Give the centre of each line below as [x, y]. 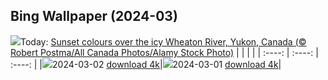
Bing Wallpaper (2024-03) [94, 16]
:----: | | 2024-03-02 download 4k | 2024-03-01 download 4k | [146, 64]
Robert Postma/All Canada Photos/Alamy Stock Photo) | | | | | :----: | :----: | [164, 52]
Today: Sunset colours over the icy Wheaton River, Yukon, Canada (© [163, 41]
